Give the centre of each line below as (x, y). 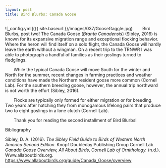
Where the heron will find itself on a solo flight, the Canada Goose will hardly (83, 44)
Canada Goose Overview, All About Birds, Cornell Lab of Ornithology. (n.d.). (83, 150)
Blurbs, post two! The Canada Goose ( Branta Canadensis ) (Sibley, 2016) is (81, 34)
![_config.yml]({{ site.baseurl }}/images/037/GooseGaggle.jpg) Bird (78, 28)
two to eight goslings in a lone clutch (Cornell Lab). (57, 110)
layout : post (19, 10)
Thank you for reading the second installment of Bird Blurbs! (75, 120)
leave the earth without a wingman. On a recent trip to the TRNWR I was (79, 49)
